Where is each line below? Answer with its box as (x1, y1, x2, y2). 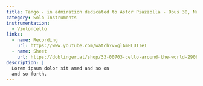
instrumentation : (6, 20, 50, 26)
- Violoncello (11, 25, 47, 32)
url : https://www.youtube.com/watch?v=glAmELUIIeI (17, 43, 147, 49)
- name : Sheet (11, 48, 47, 55)
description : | (6, 59, 45, 65)
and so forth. (11, 71, 47, 77)
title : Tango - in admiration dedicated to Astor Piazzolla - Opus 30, (6, 8, 190, 15)
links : (6, 31, 23, 38)
